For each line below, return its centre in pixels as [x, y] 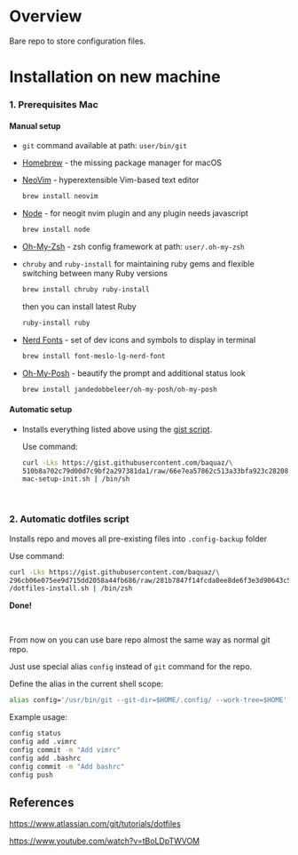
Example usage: [39, 717]
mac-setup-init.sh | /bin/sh [76, 479]
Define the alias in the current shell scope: [86, 684]
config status [35, 734]
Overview [46, 16]
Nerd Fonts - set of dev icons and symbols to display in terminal [139, 340]
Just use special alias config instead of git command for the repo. [131, 667]
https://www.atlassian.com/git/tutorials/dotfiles [95, 824]
